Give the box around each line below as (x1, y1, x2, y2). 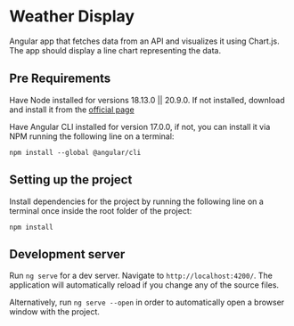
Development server (9, 247, 126, 262)
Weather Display (9, 6, 135, 27)
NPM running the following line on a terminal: (9, 131, 175, 142)
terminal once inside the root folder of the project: (9, 205, 192, 216)
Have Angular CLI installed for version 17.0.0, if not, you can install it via (9, 121, 271, 132)
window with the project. (9, 306, 100, 317)
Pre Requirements (9, 71, 111, 86)
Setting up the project (9, 172, 133, 188)
